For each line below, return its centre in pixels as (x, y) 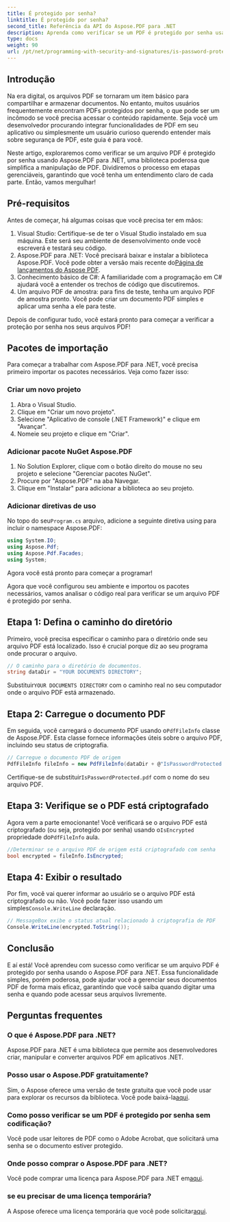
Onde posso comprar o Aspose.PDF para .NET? (87, 1163)
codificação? (29, 1123)
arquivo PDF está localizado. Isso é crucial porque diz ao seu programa (107, 646)
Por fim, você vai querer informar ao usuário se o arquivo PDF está (101, 894)
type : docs (23, 39)
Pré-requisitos (39, 204)
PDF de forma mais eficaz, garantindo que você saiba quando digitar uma (111, 986)
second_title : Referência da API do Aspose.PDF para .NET (91, 26)
